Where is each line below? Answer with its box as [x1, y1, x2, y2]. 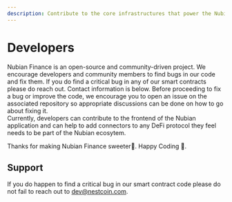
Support [7, 161, 43, 173]
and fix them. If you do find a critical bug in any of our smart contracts [7, 77, 207, 85]
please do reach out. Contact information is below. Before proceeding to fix [7, 84, 222, 93]
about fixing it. [7, 106, 48, 114]
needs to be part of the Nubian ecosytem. [7, 128, 126, 137]
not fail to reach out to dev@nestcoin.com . [7, 188, 128, 196]
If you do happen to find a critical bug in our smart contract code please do [7, 180, 221, 188]
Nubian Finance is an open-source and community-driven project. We [7, 63, 206, 71]
